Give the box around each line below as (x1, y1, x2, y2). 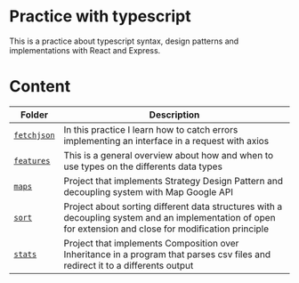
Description (149, 109, 200, 121)
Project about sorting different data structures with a (63, 200, 283, 213)
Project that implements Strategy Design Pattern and (63, 174, 283, 187)
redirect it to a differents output (63, 259, 194, 271)
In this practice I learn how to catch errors (63, 123, 238, 135)
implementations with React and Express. (9, 44, 161, 55)
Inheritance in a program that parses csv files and (63, 247, 271, 260)
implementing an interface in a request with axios (63, 134, 270, 147)
